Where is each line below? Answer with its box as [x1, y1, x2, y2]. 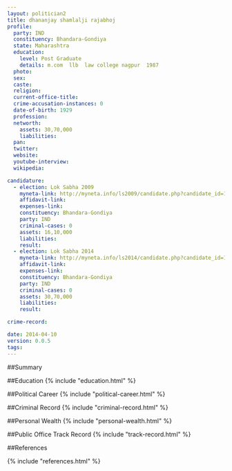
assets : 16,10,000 [19, 229, 72, 235]
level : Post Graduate [19, 55, 81, 62]
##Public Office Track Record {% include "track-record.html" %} [7, 430, 191, 438]
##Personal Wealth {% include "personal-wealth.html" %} [7, 416, 173, 425]
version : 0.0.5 [7, 337, 51, 344]
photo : [13, 68, 32, 75]
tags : [7, 344, 23, 350]
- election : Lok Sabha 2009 [13, 184, 95, 190]
